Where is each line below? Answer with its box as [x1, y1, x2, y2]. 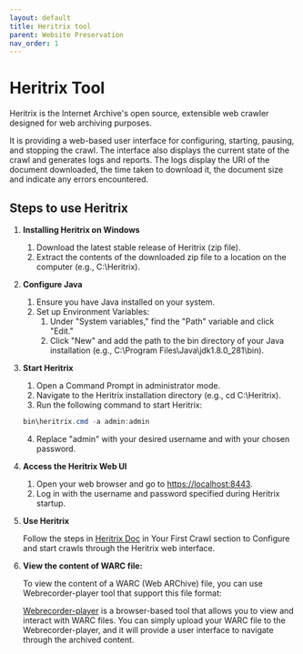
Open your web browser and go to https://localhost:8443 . [35, 478, 253, 489]
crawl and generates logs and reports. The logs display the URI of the [9, 155, 270, 166]
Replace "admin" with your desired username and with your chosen [35, 433, 290, 444]
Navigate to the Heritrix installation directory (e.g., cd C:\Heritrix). [35, 390, 282, 400]
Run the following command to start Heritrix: [35, 399, 203, 410]
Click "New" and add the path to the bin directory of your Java [49, 336, 285, 346]
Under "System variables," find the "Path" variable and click [49, 316, 275, 327]
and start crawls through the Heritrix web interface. [22, 542, 216, 553]
